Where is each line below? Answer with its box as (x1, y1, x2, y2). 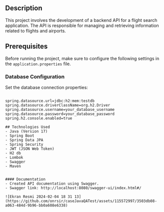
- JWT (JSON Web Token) (5, 146, 55, 151)
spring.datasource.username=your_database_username (5, 107, 115, 112)
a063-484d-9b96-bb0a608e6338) (5, 203, 68, 208)
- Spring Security (5, 142, 43, 147)
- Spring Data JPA (5, 137, 43, 142)
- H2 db (5, 150, 21, 156)
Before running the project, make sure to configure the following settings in (5, 55, 160, 61)
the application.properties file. (5, 61, 71, 67)
